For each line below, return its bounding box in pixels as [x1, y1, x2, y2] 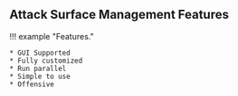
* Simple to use [9, 72, 71, 81]
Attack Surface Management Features [9, 7, 229, 22]
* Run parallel [9, 64, 67, 73]
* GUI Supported [9, 48, 71, 57]
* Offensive [9, 80, 54, 89]
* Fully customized [9, 56, 83, 65]
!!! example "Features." [9, 31, 94, 41]
